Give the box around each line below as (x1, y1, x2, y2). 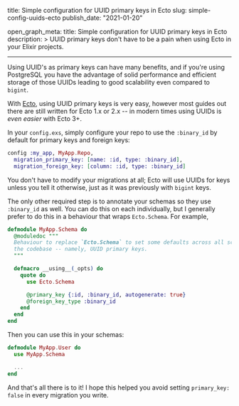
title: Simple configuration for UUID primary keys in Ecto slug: (7, 6, 187, 14)
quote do (20, 272, 46, 279)
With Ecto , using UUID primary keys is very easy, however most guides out (7, 100, 227, 107)
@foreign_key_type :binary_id (26, 298, 116, 305)
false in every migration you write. (7, 390, 109, 399)
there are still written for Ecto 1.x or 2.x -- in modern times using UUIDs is (7, 107, 222, 115)
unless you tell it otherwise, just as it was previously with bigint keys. (7, 183, 211, 191)
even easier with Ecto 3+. (7, 114, 83, 123)
